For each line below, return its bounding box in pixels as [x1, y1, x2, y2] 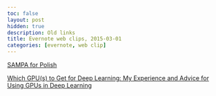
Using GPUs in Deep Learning [7, 82, 92, 89]
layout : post [7, 16, 45, 23]
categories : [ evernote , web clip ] [7, 42, 107, 49]
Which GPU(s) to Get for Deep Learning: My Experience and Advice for [7, 74, 209, 82]
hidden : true [7, 23, 45, 29]
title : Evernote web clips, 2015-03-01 [7, 36, 122, 43]
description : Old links [7, 29, 76, 36]
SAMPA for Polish [7, 61, 57, 69]
